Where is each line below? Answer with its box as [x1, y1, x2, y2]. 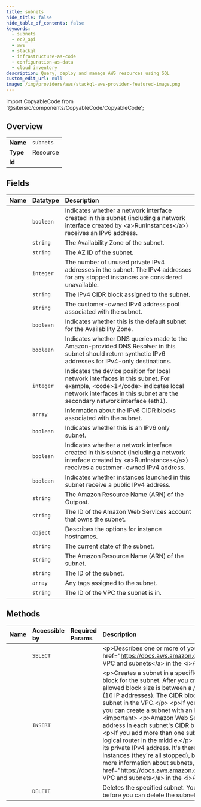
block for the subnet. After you [102, 676, 188, 685]
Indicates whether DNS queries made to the [65, 334, 188, 342]
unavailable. [65, 280, 99, 288]
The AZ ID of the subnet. [65, 248, 134, 257]
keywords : [6, 25, 31, 32]
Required [70, 627, 97, 635]
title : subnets [6, 8, 44, 15]
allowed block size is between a [102, 684, 192, 692]
